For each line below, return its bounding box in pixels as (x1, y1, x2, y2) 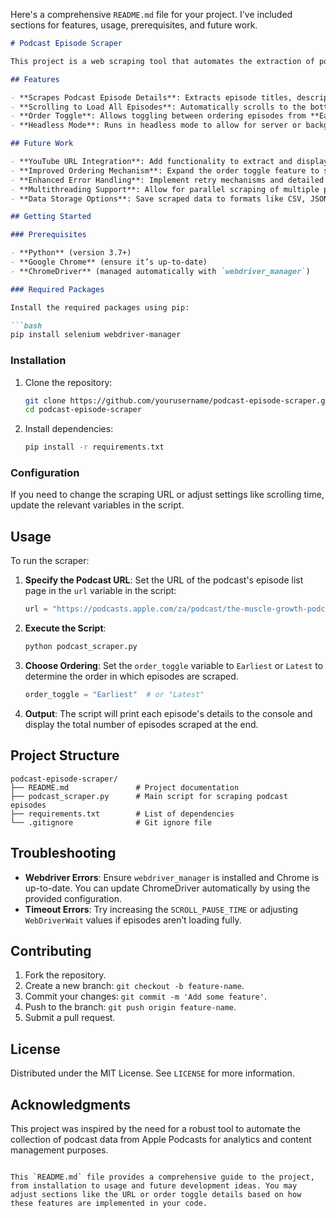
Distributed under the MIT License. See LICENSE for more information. (10, 1067, 295, 1079)
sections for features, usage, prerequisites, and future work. (10, 19, 258, 31)
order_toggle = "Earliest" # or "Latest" (24, 690, 205, 700)
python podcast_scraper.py (24, 642, 138, 652)
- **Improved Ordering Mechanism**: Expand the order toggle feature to (10, 165, 320, 176)
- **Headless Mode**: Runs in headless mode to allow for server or (10, 120, 302, 131)
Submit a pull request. (24, 1012, 116, 1024)
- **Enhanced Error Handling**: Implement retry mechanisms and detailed (10, 175, 325, 185)
